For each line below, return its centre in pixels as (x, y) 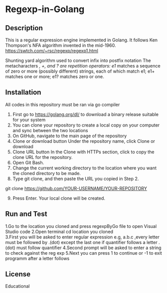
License (18, 274)
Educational (18, 286)
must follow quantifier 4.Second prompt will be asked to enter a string (89, 248)
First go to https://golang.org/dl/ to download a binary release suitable (86, 114)
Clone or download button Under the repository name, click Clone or (84, 141)
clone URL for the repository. (43, 157)
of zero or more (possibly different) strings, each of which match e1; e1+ (80, 71)
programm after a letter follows (37, 258)
